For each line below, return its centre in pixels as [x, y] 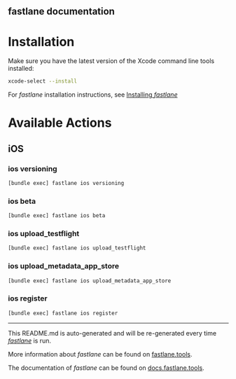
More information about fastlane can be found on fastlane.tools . [100, 354]
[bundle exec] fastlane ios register [63, 313]
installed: [21, 69]
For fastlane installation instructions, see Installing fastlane [93, 95]
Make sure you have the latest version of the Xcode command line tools [111, 61]
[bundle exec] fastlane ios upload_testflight [77, 248]
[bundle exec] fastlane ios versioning [66, 184]
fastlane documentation [61, 12]
